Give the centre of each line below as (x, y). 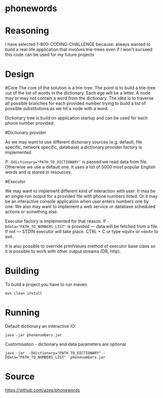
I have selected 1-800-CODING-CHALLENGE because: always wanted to (78, 44)
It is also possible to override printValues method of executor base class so (80, 246)
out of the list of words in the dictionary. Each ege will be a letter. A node (78, 93)
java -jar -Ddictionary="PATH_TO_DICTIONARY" (53, 353)
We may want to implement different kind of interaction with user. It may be (80, 191)
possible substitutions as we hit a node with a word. (57, 109)
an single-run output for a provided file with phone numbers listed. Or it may (81, 196)
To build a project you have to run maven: (47, 284)
